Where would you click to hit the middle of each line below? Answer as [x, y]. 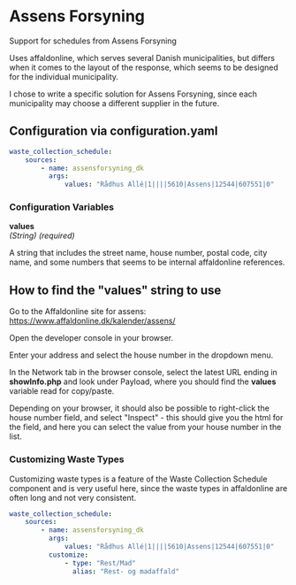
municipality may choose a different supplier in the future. [114, 103]
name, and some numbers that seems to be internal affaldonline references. [147, 262]
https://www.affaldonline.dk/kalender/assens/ [92, 321]
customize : [68, 555]
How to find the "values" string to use [115, 290]
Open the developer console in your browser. [91, 338]
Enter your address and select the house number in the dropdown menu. [141, 355]
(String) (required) [42, 235]
